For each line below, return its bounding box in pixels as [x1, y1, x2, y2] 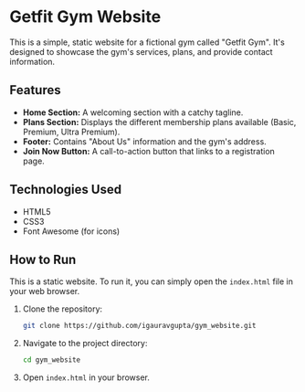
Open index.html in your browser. [22, 372, 151, 383]
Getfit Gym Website [9, 6, 162, 27]
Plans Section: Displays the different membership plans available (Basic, [22, 116, 297, 127]
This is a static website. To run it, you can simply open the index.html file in [9, 276, 294, 287]
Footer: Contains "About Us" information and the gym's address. [22, 135, 267, 147]
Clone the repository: [22, 303, 103, 314]
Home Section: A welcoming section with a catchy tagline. [22, 107, 244, 118]
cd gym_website [22, 355, 81, 365]
